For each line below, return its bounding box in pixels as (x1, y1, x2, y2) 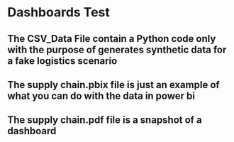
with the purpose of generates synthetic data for (7, 43, 227, 55)
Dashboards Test (7, 4, 110, 21)
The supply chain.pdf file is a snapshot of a (7, 114, 202, 126)
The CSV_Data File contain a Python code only (7, 33, 216, 45)
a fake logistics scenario (7, 55, 118, 67)
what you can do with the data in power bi (7, 89, 195, 102)
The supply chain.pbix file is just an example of (7, 79, 220, 91)
